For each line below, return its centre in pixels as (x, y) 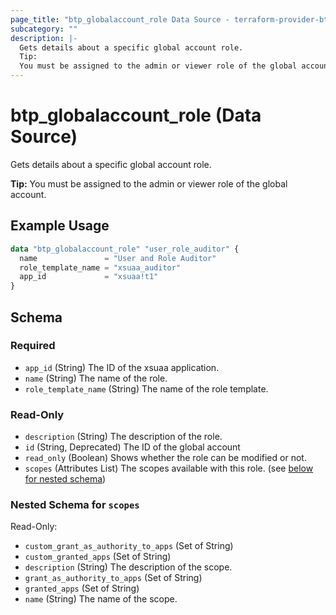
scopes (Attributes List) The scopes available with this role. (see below (169, 468)
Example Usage (60, 226)
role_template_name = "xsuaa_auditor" (100, 267)
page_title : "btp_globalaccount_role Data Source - (120, 19)
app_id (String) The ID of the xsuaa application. (122, 367)
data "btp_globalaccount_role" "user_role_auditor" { (125, 249)
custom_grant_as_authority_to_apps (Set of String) (129, 546)
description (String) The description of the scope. (128, 567)
